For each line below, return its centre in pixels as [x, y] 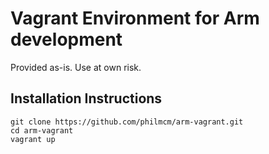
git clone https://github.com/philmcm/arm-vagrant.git [127, 122]
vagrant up [33, 139]
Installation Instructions [86, 98]
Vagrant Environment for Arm [135, 18]
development [66, 39]
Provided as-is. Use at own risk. [76, 67]
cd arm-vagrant [42, 130]
